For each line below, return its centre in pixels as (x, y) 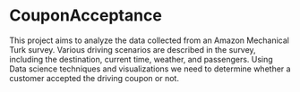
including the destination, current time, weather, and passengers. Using (141, 59)
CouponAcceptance (86, 16)
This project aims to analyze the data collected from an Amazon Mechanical (149, 40)
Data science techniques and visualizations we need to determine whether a (150, 69)
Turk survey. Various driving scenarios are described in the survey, (133, 49)
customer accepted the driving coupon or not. (94, 78)
